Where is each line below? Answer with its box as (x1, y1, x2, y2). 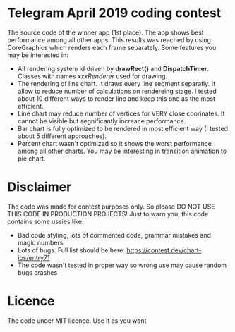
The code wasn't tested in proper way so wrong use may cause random (17, 261, 227, 269)
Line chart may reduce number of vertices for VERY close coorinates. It (17, 109, 225, 118)
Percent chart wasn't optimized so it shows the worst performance (17, 139, 212, 147)
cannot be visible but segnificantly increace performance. (17, 116, 186, 125)
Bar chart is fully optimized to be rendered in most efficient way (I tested (17, 124, 228, 133)
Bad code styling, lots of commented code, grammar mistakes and (17, 230, 212, 239)
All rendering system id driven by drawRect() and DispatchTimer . (17, 64, 210, 73)
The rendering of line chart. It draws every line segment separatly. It (17, 79, 216, 87)
